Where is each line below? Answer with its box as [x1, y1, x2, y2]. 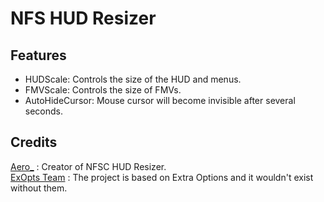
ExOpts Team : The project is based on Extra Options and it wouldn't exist [10, 171, 314, 183]
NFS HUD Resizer [10, 7, 157, 30]
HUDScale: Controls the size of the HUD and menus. [24, 73, 242, 85]
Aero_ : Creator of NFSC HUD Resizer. [10, 160, 167, 172]
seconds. [24, 105, 64, 117]
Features [10, 47, 67, 64]
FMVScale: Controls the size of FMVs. [24, 84, 182, 96]
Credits [10, 134, 58, 151]
